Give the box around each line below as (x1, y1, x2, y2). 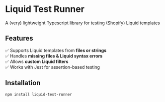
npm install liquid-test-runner (5, 92, 72, 97)
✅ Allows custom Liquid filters (5, 58, 69, 64)
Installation (5, 79, 41, 87)
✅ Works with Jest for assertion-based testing (5, 64, 100, 70)
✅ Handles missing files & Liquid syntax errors (5, 53, 103, 59)
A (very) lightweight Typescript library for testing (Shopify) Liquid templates (5, 20, 160, 26)
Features (5, 34, 33, 43)
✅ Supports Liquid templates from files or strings (5, 47, 107, 53)
